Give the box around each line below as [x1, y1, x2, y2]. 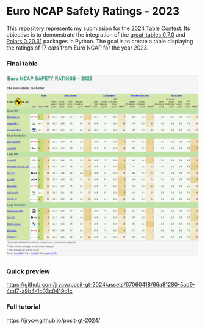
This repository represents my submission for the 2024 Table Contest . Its [6, 24, 190, 32]
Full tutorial [6, 302, 41, 311]
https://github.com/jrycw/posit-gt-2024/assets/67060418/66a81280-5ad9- [6, 281, 196, 288]
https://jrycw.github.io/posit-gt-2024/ [6, 317, 101, 324]
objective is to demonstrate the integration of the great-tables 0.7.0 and [6, 31, 186, 38]
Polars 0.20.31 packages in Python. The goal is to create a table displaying [6, 37, 193, 45]
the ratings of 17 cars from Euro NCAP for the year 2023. [6, 44, 149, 51]
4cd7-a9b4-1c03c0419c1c [6, 287, 73, 295]
